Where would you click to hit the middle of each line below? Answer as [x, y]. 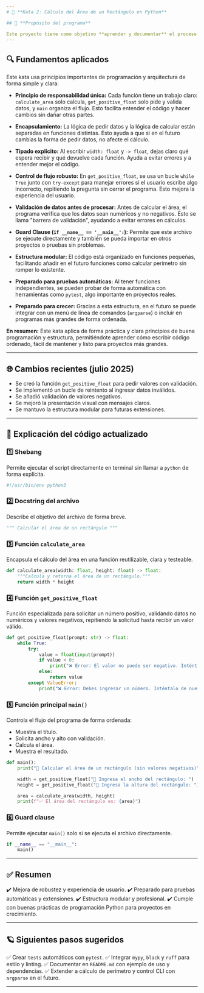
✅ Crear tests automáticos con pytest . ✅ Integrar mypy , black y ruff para [98, 957]
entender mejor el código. [47, 164]
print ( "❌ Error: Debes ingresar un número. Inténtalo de [113, 688]
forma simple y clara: [33, 83]
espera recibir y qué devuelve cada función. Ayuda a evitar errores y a [103, 158]
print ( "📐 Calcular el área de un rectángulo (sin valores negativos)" [108, 768]
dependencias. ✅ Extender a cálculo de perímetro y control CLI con [91, 971]
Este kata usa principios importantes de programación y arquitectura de [96, 77]
